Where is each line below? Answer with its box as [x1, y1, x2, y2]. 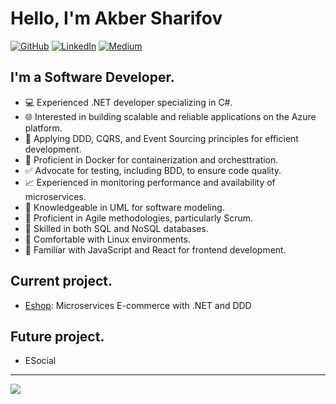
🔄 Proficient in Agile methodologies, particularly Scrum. [24, 212, 254, 224]
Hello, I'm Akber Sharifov [10, 7, 223, 30]
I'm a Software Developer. [10, 69, 175, 86]
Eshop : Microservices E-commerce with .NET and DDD [24, 299, 252, 311]
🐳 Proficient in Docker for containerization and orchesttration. [24, 153, 279, 166]
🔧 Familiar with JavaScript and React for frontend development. [24, 243, 287, 256]
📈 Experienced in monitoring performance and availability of [24, 176, 276, 188]
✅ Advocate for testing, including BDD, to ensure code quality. [24, 164, 282, 176]
